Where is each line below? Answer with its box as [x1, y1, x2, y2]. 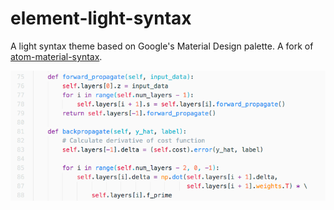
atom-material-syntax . [10, 50, 103, 62]
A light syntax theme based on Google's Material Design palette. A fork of [10, 40, 314, 52]
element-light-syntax [10, 7, 192, 30]
